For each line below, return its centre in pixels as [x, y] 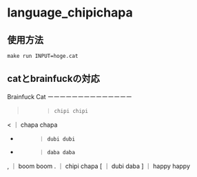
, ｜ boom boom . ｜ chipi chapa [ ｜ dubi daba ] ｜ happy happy [99, 166]
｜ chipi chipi [67, 111]
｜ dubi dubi [57, 139]
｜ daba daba [57, 152]
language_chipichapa [70, 13]
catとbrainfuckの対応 [53, 79]
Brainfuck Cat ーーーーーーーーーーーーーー [70, 96]
